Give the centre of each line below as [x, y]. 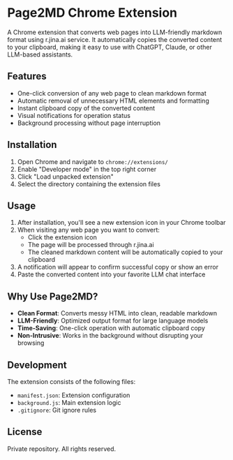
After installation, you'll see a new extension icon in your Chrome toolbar [121, 223]
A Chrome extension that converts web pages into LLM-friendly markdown [115, 32]
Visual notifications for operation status [74, 115]
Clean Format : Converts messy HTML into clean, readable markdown [117, 313]
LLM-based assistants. [40, 54]
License [25, 432]
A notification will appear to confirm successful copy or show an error [118, 267]
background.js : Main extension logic [69, 402]
